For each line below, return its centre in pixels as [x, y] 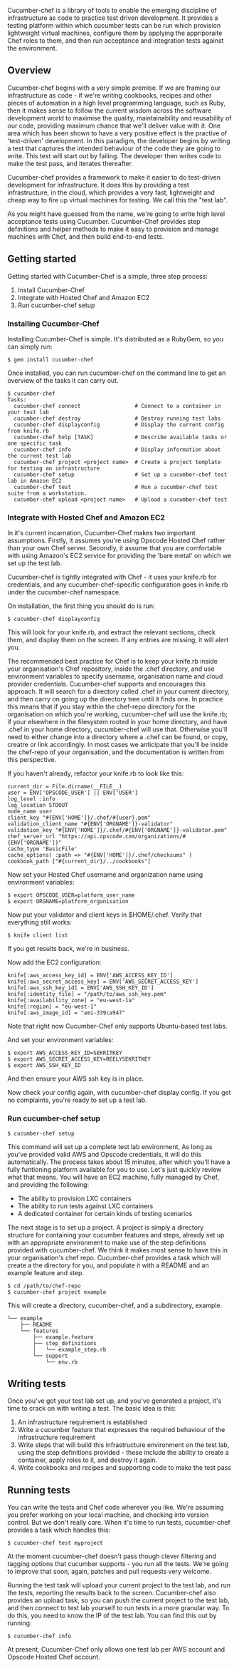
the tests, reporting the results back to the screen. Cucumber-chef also [112, 1593]
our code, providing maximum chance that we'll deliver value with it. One [114, 125]
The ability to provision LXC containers [74, 1198]
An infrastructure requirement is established [82, 1422]
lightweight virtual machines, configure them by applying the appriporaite [115, 33]
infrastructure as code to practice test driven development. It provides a [113, 18]
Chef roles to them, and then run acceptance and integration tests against [116, 41]
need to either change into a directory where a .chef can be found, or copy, [118, 737]
